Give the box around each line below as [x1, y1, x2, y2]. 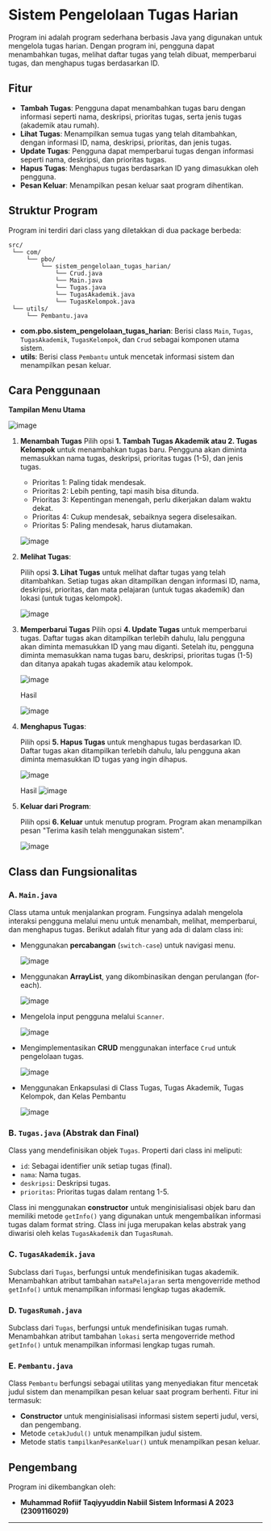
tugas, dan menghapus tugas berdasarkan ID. [8, 58, 160, 68]
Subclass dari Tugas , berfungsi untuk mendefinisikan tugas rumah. [8, 1322, 228, 1332]
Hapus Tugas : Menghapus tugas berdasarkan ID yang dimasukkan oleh [19, 163, 259, 173]
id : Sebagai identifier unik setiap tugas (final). [19, 1162, 173, 1171]
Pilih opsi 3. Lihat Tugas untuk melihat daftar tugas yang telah [19, 567, 226, 577]
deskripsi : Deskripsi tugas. [19, 1179, 111, 1188]
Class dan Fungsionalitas [8, 865, 138, 879]
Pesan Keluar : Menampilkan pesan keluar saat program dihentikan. [19, 180, 244, 190]
